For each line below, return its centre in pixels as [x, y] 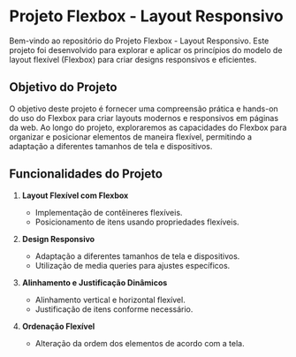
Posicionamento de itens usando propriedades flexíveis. [137, 222]
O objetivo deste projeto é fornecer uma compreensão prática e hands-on [144, 109]
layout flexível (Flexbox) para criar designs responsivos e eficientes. [133, 59]
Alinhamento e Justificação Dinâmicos [95, 282]
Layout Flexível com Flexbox [75, 195]
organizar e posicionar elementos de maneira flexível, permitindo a [131, 137]
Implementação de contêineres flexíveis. [109, 212]
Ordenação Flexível [58, 326]
